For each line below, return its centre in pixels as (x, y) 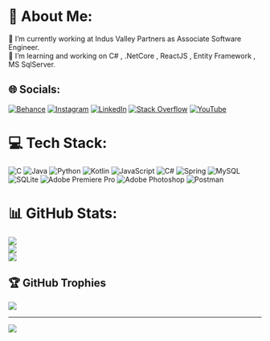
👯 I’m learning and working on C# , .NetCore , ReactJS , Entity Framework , (132, 55)
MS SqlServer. (32, 64)
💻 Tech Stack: (58, 143)
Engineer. (24, 47)
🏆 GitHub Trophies (57, 283)
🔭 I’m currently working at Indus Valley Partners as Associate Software (125, 39)
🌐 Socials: (35, 90)
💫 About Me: (51, 16)
